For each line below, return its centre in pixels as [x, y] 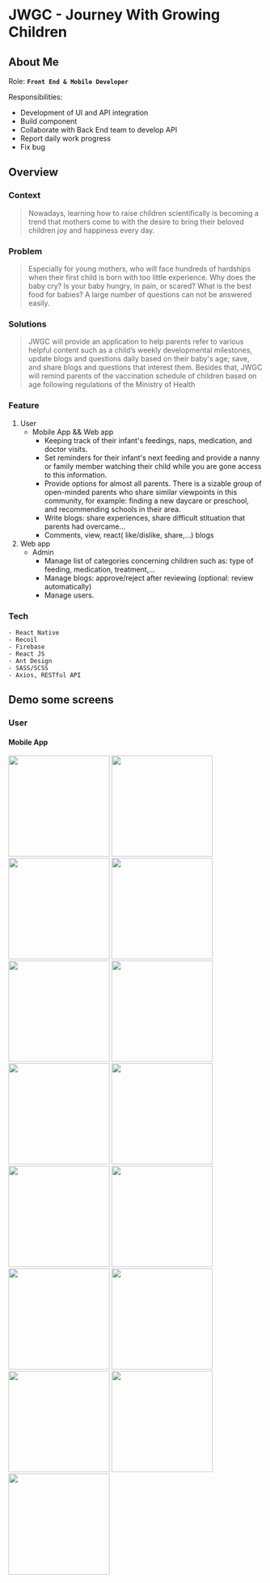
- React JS [27, 654]
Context [25, 196]
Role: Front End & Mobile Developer [69, 81]
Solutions [27, 323]
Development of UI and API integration [84, 112]
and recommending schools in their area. [112, 509]
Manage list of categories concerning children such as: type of [149, 560]
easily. [39, 303]
